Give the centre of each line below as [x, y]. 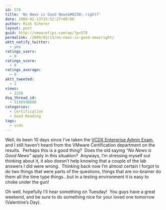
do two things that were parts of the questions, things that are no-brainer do [83, 171]
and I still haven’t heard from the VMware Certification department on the [80, 145]
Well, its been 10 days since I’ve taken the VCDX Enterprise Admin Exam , [80, 139]
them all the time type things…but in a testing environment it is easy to [77, 177]
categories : [17, 107]
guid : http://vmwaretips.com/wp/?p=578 [46, 33]
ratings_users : [21, 51]
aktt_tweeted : [20, 79]
